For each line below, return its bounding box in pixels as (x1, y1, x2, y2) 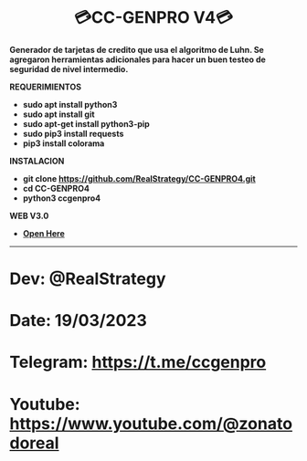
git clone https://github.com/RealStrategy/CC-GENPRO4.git (22, 173, 256, 183)
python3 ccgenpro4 (22, 193, 101, 204)
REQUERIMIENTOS (9, 81, 82, 92)
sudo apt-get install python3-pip (22, 118, 151, 129)
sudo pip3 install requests (22, 128, 124, 139)
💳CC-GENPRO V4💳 (73, 7, 234, 28)
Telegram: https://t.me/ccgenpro (9, 352, 267, 372)
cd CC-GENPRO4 (22, 183, 90, 194)
